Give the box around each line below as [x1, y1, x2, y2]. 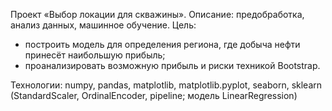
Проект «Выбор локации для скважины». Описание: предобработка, [10, 9, 305, 20]
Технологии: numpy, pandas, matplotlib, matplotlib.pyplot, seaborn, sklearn [10, 79, 323, 91]
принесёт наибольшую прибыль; [24, 49, 166, 61]
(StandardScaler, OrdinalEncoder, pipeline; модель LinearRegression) [10, 90, 298, 101]
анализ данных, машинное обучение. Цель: [10, 19, 197, 31]
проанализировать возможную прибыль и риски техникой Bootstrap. [24, 60, 321, 71]
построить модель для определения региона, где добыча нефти [24, 39, 301, 50]
